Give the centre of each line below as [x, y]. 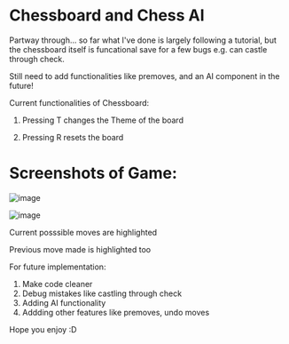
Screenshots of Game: [93, 173]
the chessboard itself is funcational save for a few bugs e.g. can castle [138, 49]
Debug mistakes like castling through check [102, 293]
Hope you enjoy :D [43, 329]
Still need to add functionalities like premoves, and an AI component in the [145, 76]
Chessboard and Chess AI [107, 16]
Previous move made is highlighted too [80, 249]
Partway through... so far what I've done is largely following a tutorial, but [143, 40]
